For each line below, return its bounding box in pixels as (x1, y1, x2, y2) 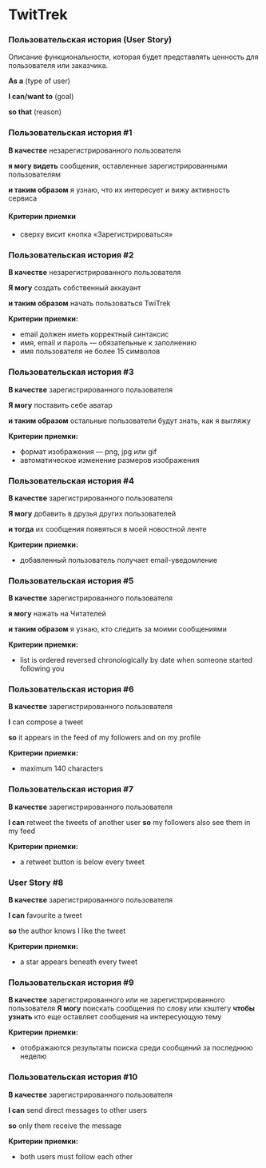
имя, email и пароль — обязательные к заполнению (19, 338, 197, 348)
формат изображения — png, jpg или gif (19, 446, 157, 456)
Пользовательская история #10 (8, 1071, 138, 1082)
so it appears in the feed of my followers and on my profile (8, 733, 201, 743)
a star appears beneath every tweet (19, 957, 138, 967)
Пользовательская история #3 (8, 366, 134, 377)
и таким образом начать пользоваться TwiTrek (8, 298, 171, 309)
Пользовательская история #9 (8, 977, 134, 988)
